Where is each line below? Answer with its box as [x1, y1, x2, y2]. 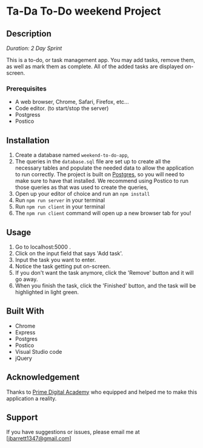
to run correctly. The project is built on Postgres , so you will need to [15, 171, 185, 178]
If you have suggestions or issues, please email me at [6, 429, 141, 436]
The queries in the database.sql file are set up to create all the [15, 158, 171, 165]
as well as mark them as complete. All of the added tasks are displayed [6, 63, 184, 70]
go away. [15, 275, 38, 283]
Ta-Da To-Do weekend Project [6, 4, 161, 18]
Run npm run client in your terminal [15, 203, 105, 210]
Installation [6, 135, 50, 145]
